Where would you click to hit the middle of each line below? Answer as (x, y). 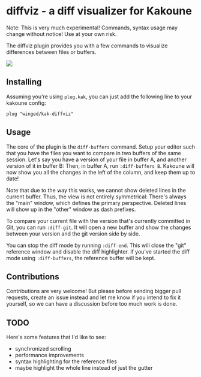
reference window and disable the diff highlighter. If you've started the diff (98, 251)
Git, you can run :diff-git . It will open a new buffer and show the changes (99, 227)
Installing (24, 82)
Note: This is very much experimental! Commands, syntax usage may (92, 28)
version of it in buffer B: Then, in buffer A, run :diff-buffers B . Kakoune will (100, 165)
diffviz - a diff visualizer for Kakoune (99, 11)
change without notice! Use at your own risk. (61, 34)
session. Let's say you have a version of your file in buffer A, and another (97, 159)
